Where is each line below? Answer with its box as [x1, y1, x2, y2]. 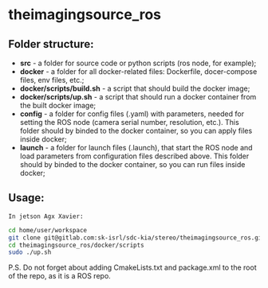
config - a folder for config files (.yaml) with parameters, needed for [19, 109, 245, 119]
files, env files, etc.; [19, 76, 85, 84]
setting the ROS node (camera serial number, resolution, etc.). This [19, 118, 239, 126]
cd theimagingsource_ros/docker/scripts [8, 241, 145, 249]
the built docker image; [19, 101, 97, 110]
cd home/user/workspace [8, 226, 88, 234]
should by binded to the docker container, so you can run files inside [19, 160, 246, 169]
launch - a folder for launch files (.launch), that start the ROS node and [19, 143, 253, 152]
